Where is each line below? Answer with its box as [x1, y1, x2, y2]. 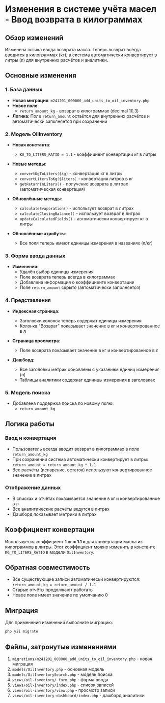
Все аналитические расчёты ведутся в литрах [12, 506, 110, 512]
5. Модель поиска [5, 389, 51, 396]
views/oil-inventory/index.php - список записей [12, 682, 114, 688]
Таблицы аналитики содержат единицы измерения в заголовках [19, 377, 156, 383]
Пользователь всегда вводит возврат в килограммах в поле [12, 446, 139, 452]
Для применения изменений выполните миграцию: [5, 620, 113, 626]
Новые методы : [12, 161, 47, 167]
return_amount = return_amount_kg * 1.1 [12, 462, 96, 467]
